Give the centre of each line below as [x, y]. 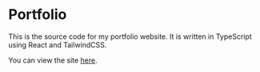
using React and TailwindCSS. [58, 44]
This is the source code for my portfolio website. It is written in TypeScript [130, 36]
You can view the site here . [53, 60]
